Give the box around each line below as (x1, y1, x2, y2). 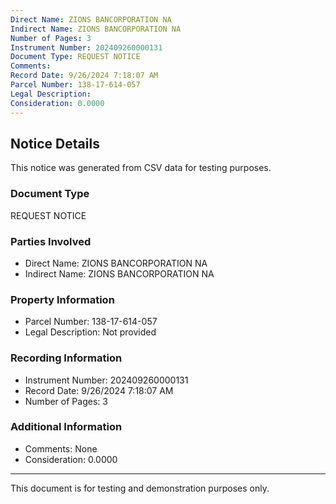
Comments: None (24, 442, 98, 455)
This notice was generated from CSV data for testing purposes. (10, 162, 272, 174)
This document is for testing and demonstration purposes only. (10, 482, 270, 494)
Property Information (10, 292, 115, 306)
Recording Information (10, 351, 123, 365)
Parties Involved (10, 234, 92, 248)
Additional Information (10, 420, 123, 434)
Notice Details (10, 135, 100, 152)
